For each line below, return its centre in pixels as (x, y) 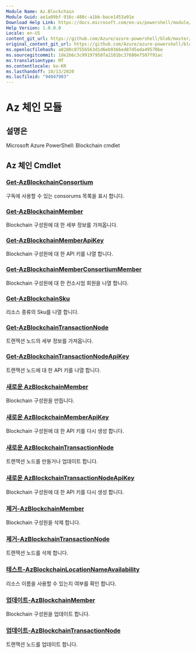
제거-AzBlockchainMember (45, 508)
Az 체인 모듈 (34, 107)
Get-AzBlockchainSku (38, 298)
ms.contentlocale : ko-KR (36, 66)
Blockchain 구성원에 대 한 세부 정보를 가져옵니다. (62, 225)
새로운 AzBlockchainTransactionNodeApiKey (70, 478)
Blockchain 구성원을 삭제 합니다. (43, 522)
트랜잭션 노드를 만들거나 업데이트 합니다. (52, 461)
